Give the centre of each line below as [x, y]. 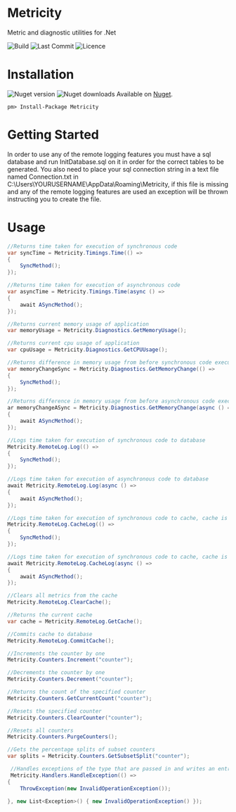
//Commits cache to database [50, 634]
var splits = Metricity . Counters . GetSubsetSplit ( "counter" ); [99, 756]
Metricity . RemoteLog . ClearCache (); [59, 602]
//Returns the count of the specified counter [77, 692]
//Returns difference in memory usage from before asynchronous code [111, 401]
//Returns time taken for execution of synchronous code [92, 246]
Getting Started [53, 135]
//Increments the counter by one [56, 653]
